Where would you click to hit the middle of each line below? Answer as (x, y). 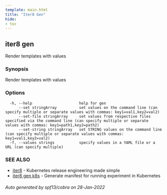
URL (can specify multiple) (34, 147)
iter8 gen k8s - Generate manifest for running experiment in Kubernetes (86, 175)
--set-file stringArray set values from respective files (84, 116)
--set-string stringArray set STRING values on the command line (90, 129)
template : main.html (27, 10)
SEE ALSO (18, 159)
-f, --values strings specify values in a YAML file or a (82, 142)
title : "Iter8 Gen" (25, 14)
